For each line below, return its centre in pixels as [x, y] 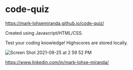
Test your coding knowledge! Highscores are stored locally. [66, 43]
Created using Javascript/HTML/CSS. [44, 33]
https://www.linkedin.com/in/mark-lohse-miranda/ [57, 62]
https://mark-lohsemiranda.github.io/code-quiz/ [55, 23]
